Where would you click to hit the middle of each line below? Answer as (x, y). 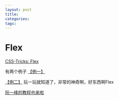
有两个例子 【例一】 (25, 71)
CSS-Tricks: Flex (22, 62)
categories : (17, 19)
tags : (11, 23)
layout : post (18, 10)
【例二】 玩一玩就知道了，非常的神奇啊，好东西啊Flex (59, 82)
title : (12, 14)
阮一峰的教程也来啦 (25, 93)
